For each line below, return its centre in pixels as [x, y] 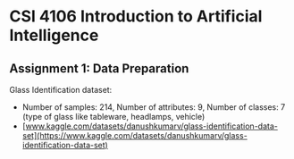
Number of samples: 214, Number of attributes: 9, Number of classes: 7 [154, 107]
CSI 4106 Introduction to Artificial [136, 17]
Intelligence [54, 35]
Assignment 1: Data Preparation [99, 68]
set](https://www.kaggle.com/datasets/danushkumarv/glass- [134, 135]
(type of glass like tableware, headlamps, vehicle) [113, 117]
